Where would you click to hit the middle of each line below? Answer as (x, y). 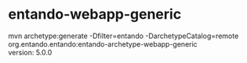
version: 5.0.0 (30, 52)
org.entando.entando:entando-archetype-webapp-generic (103, 44)
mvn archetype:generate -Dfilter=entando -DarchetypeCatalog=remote (123, 36)
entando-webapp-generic (95, 14)
